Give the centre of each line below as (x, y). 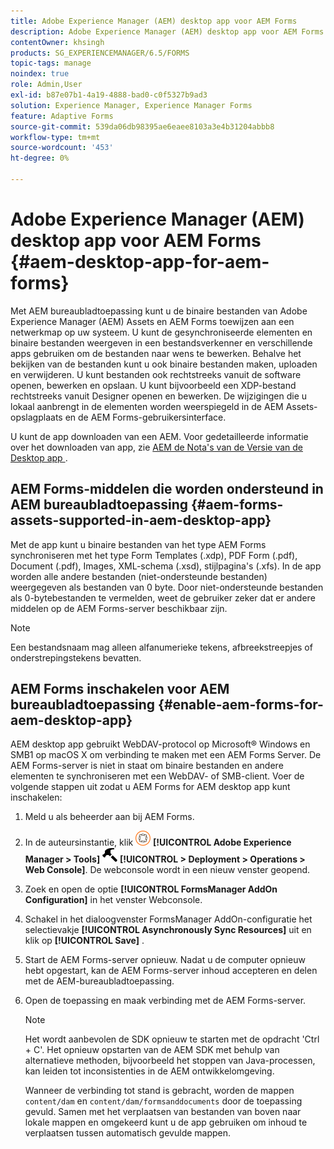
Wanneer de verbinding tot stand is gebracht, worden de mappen (159, 1091)
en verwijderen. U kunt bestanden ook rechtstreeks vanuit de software (156, 374)
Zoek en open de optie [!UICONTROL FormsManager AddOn (151, 889)
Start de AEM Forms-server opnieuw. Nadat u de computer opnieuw (165, 960)
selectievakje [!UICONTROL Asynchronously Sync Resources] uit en (168, 930)
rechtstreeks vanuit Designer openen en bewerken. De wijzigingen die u (159, 396)
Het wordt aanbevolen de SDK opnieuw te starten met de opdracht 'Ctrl (172, 1039)
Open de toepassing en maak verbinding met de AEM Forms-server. (165, 1001)
